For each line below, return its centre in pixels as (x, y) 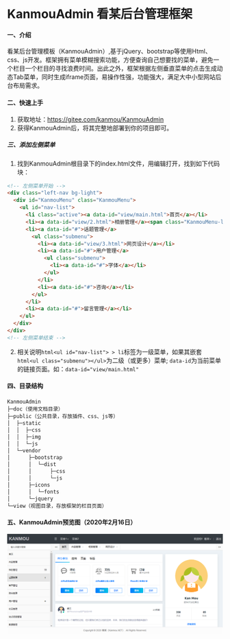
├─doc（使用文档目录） (35, 409)
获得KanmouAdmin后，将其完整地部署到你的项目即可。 (95, 128)
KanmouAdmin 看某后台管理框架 (100, 14)
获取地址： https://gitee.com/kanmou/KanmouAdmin (90, 119)
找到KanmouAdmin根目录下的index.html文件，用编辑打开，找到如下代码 (118, 163)
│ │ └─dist (32, 465)
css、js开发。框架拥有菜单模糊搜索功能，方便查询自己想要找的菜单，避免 (110, 60)
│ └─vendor (24, 451)
